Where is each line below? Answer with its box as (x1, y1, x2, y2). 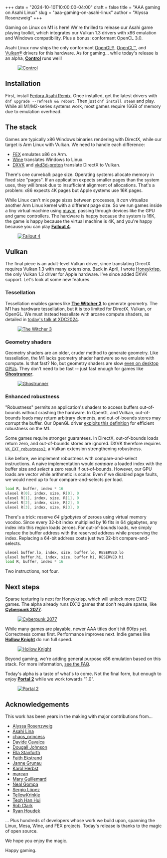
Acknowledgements (5, 700, 69, 708)
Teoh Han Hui (12, 797, 41, 803)
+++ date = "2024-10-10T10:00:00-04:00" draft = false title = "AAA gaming (5, 4, 161, 10)
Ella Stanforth (12, 749, 41, 755)
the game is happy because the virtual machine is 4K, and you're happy (5, 218, 153, 224)
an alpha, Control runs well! (5, 55, 62, 61)
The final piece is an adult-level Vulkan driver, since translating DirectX (5, 261, 151, 267)
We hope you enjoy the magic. (5, 838, 68, 844)
